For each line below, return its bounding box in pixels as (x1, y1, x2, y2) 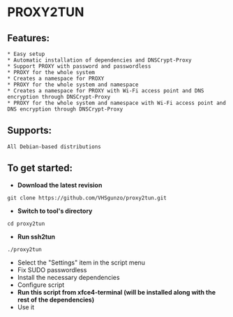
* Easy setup (7, 50, 45, 57)
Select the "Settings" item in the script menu (17, 258, 145, 267)
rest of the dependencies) (17, 295, 95, 304)
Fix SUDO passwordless (17, 265, 87, 274)
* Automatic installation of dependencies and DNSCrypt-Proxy (7, 57, 192, 64)
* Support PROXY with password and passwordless (7, 63, 151, 70)
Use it (17, 302, 35, 311)
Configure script (17, 281, 65, 289)
